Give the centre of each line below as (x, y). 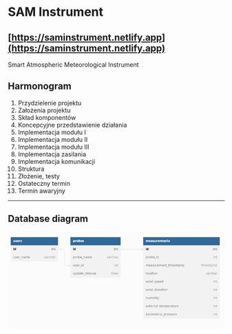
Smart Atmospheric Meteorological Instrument (74, 65)
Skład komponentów (47, 117)
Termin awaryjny (42, 191)
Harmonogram (40, 86)
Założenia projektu (44, 110)
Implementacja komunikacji (56, 161)
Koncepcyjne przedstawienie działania (72, 125)
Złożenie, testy (39, 176)
